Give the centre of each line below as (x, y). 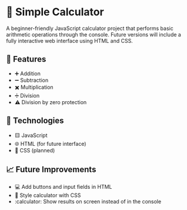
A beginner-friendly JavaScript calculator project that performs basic (90, 28)
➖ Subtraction (31, 80)
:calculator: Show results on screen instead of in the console (88, 202)
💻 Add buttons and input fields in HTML (64, 187)
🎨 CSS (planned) (35, 150)
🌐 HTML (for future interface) (50, 144)
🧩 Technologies (35, 121)
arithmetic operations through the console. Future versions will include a (93, 34)
